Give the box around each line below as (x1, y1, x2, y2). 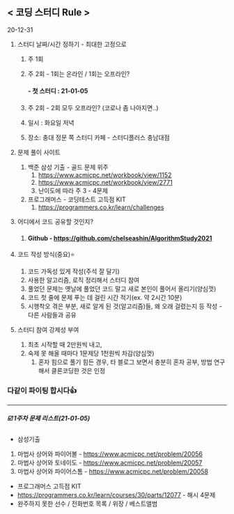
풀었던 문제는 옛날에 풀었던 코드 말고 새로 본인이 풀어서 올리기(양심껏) (27, 285, 217, 293)
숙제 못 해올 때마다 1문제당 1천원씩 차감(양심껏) (27, 349, 155, 358)
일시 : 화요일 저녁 (27, 119, 75, 127)
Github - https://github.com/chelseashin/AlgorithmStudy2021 (27, 234, 212, 242)
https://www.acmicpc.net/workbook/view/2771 (38, 179, 173, 187)
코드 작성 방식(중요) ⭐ (17, 250, 75, 259)
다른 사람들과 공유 (27, 311, 77, 319)
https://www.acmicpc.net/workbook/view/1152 (38, 171, 172, 179)
